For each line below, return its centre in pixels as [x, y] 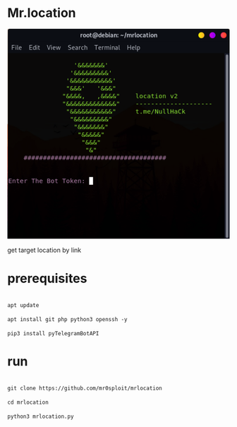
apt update [23, 305]
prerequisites [47, 278]
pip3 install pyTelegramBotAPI [53, 333]
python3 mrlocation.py [41, 416]
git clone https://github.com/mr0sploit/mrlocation [85, 388]
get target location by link [44, 250]
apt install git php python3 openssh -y [68, 319]
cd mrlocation [28, 402]
